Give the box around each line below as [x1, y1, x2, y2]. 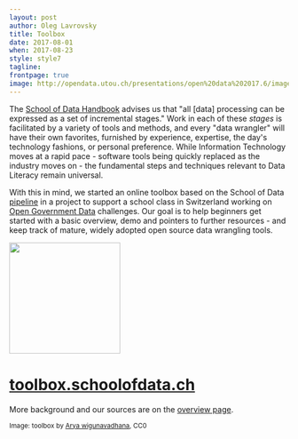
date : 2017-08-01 [9, 37, 74, 47]
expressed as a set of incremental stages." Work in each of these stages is [9, 113, 282, 124]
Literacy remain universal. [9, 170, 104, 180]
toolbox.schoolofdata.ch [9, 374, 195, 395]
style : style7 [9, 54, 62, 63]
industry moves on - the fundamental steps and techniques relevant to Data [9, 160, 286, 171]
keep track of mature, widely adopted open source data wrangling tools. [9, 224, 273, 235]
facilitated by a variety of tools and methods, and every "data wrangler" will [9, 122, 286, 133]
